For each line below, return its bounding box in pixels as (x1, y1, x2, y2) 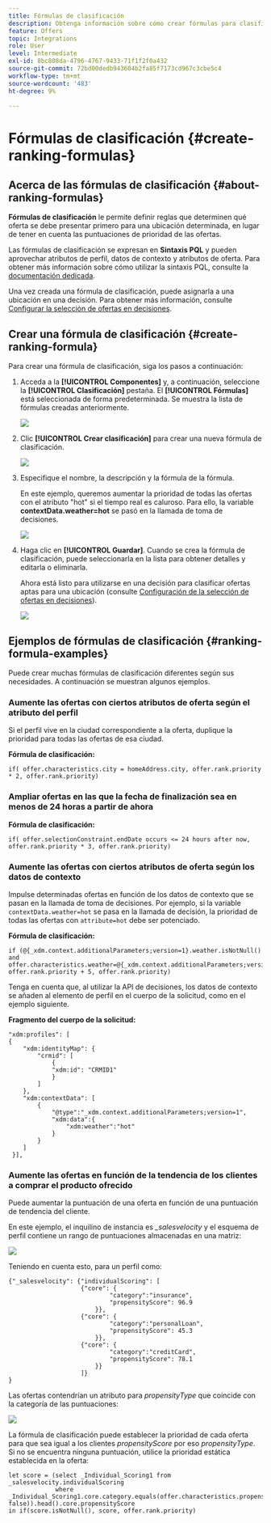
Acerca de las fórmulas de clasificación (8, 178, 211, 192)
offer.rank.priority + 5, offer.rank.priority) (8, 967, 172, 975)
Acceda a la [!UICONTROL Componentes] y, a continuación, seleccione (19, 377, 261, 387)
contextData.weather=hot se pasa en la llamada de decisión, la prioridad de (8, 907, 258, 916)
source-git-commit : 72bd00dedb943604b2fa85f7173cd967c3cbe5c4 (8, 65, 222, 73)
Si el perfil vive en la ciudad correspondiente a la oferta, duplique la (8, 726, 233, 735)
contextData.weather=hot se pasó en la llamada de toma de (19, 506, 223, 516)
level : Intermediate (8, 49, 78, 57)
